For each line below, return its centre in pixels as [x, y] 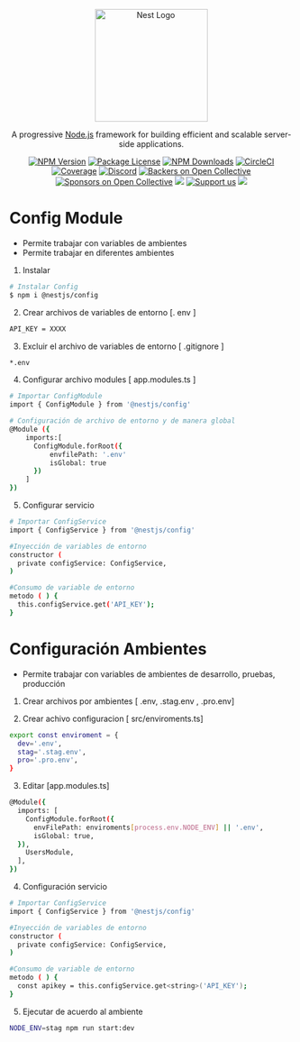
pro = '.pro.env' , [48, 760]
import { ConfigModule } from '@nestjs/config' [100, 405]
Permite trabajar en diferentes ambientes [98, 252]
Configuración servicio [65, 887]
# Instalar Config [44, 287]
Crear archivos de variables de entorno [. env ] [109, 312]
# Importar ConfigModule [56, 397]
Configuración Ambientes [108, 649]
